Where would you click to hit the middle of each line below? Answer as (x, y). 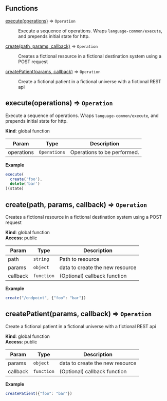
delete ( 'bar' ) (25, 184)
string (41, 259)
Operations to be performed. (105, 152)
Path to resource (79, 259)
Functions (22, 8)
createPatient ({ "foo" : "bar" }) (39, 393)
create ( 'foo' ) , (26, 179)
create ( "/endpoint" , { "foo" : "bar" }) (46, 298)
